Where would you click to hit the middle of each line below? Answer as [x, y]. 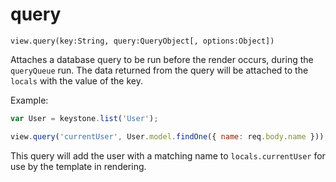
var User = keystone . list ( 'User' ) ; [84, 118]
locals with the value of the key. [76, 80]
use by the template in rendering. [78, 166]
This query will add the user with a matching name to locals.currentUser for [168, 155]
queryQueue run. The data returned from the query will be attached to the [159, 70]
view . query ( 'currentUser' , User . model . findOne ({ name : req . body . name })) [167, 136]
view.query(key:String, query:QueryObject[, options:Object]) [142, 41]
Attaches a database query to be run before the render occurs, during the [162, 59]
